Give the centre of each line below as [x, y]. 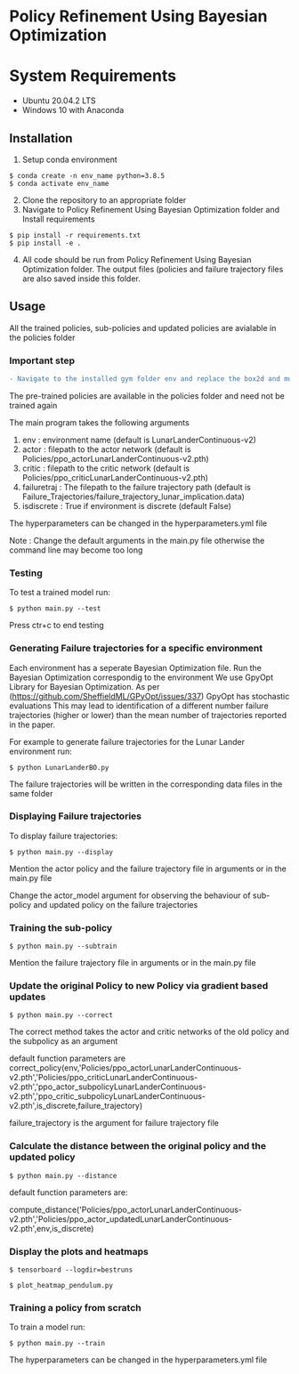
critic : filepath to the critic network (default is [106, 468]
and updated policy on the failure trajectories [116, 904]
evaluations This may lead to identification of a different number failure [139, 706]
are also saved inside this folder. [81, 279]
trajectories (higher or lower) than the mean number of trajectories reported [148, 715]
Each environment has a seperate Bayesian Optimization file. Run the [136, 667]
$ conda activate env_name [59, 183]
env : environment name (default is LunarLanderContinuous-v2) [139, 440]
